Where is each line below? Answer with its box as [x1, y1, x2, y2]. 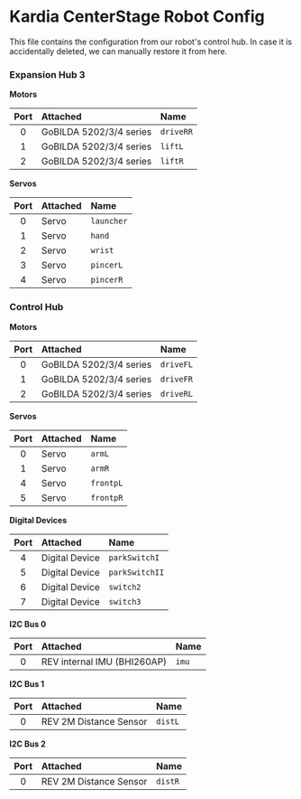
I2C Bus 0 [9, 618, 47, 629]
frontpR [90, 493, 123, 503]
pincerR [90, 275, 123, 286]
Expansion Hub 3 [9, 68, 86, 80]
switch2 [108, 581, 141, 592]
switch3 [108, 597, 141, 606]
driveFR [160, 373, 194, 384]
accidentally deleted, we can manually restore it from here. [9, 45, 228, 56]
